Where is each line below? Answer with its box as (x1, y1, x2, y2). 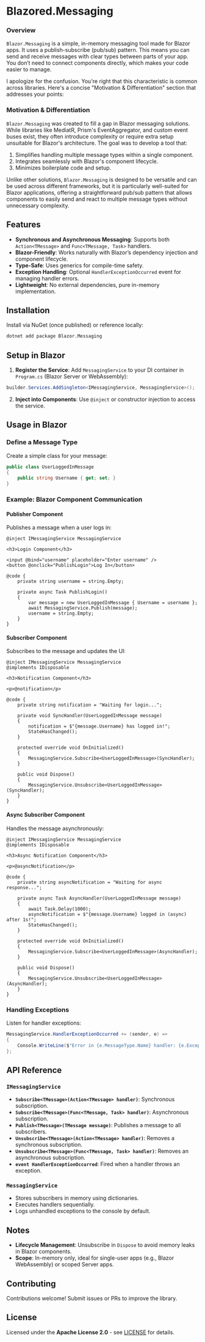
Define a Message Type (6, 438, 78, 447)
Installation (6, 305, 50, 316)
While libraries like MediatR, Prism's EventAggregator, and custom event (6, 126, 188, 134)
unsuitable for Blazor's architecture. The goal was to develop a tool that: (6, 139, 188, 146)
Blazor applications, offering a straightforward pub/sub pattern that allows (6, 189, 192, 196)
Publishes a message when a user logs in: (6, 524, 112, 532)
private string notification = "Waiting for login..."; (17, 702, 163, 709)
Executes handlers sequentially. (15, 1201, 95, 1208)
